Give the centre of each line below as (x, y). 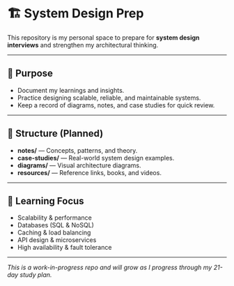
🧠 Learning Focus (46, 201)
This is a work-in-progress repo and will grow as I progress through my (110, 268)
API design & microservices (57, 240)
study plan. (36, 275)
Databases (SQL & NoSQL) (55, 225)
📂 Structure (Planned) (55, 134)
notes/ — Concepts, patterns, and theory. (77, 150)
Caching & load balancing (54, 233)
